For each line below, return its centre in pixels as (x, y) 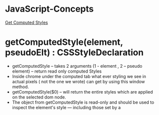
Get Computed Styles (26, 22)
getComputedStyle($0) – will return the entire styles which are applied (82, 92)
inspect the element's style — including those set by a (66, 107)
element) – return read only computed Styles (57, 71)
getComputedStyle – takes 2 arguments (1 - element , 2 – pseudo (77, 66)
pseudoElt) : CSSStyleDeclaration (74, 53)
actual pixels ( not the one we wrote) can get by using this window (78, 81)
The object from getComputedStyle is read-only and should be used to (83, 102)
